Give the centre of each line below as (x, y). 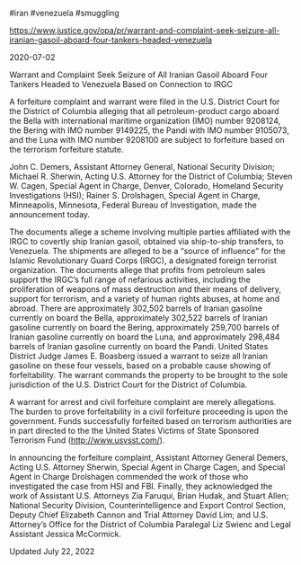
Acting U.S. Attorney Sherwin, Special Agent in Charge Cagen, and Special (147, 467)
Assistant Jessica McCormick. (65, 534)
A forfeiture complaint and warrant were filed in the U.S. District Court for (145, 102)
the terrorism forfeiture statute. (66, 149)
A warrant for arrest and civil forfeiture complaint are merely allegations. (143, 402)
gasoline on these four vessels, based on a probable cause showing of (140, 366)
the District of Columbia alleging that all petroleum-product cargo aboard (144, 111)
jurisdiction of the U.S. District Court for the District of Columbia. (128, 384)
